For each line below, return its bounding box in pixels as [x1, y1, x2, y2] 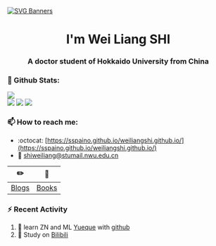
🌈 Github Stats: [7, 75, 60, 85]
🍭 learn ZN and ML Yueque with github [17, 223, 130, 231]
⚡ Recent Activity [7, 204, 68, 214]
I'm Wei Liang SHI [65, 32, 171, 47]
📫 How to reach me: [7, 117, 79, 127]
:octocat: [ [17, 136, 48, 144]
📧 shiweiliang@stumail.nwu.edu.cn [17, 151, 119, 159]
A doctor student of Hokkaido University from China [27, 56, 209, 66]
